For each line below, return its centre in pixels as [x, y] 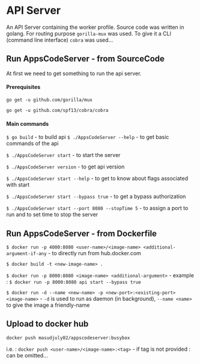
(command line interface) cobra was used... [60, 40]
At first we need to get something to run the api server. [74, 73]
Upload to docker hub [47, 324]
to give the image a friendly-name [48, 305]
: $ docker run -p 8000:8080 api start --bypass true [74, 282]
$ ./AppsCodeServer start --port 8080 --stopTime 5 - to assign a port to [97, 208]
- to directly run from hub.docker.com [94, 253]
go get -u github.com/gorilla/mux [50, 100]
